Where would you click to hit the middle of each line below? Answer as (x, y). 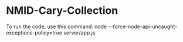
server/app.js (79, 32)
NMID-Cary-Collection (62, 11)
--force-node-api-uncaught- (143, 26)
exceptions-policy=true (34, 32)
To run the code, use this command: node (57, 26)
